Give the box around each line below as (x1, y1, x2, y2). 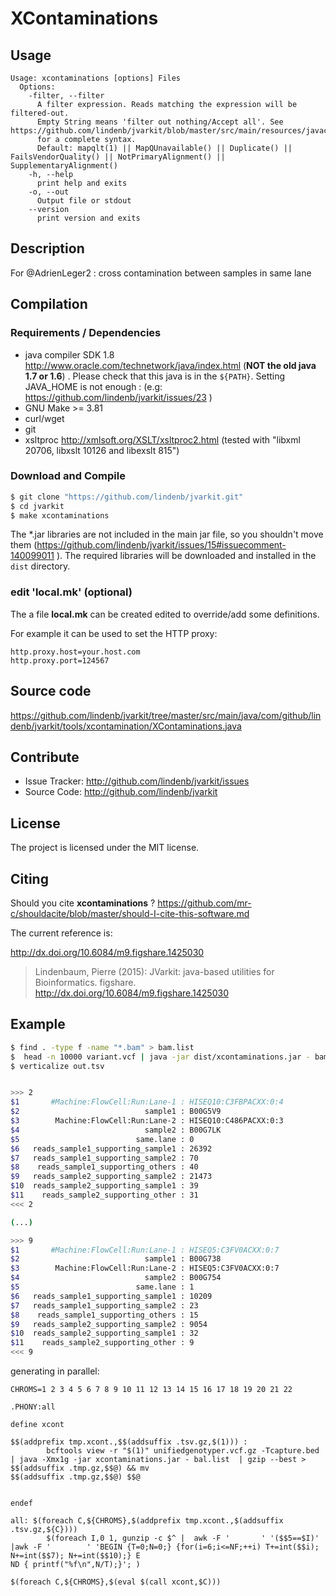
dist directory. (10, 560, 71, 572)
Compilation (10, 296, 88, 313)
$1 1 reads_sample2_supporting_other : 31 (10, 1190, 199, 1201)
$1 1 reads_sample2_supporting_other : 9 (10, 1338, 195, 1348)
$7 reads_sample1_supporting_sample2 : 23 (10, 1300, 199, 1311)
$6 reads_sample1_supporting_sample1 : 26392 (10, 1143, 213, 1154)
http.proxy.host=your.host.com (10, 647, 141, 657)
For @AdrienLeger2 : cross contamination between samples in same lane (10, 267, 312, 279)
